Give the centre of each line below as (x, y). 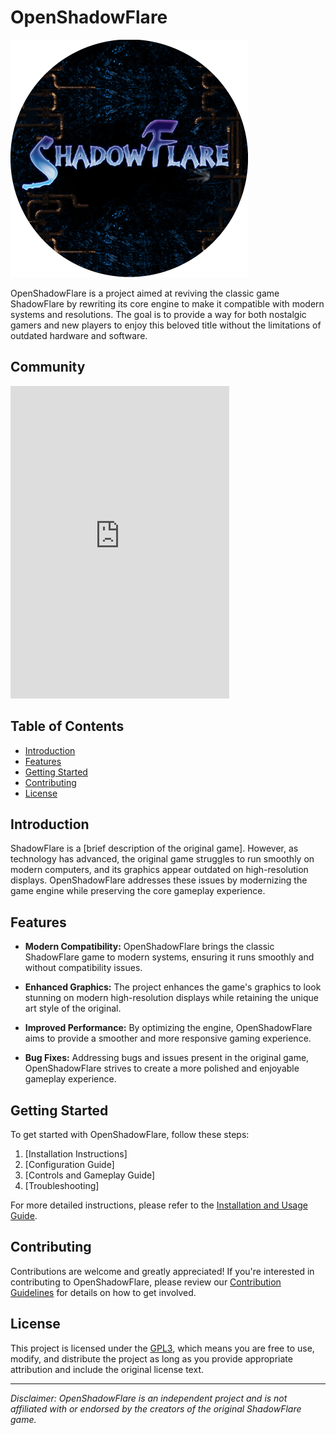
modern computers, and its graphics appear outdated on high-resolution (159, 870)
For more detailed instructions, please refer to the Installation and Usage (159, 1205)
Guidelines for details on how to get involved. (103, 1292)
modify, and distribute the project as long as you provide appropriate (151, 1358)
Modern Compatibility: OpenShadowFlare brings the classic (149, 947)
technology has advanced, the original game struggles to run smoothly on (162, 859)
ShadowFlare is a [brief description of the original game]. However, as (154, 848)
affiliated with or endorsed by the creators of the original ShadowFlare (156, 1408)
